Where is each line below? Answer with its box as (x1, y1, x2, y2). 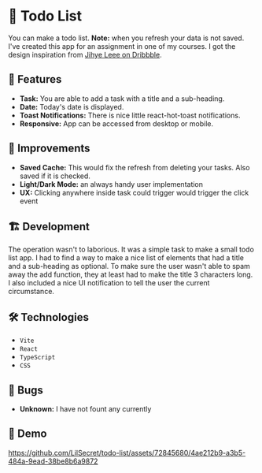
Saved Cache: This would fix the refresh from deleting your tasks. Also (19, 162, 250, 172)
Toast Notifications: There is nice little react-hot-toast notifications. (19, 110, 241, 120)
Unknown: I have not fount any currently (19, 404, 152, 413)
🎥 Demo (8, 427, 47, 441)
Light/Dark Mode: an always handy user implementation (19, 179, 203, 188)
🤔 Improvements (8, 142, 90, 155)
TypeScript (19, 354, 56, 362)
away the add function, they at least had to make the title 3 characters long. (8, 270, 253, 279)
